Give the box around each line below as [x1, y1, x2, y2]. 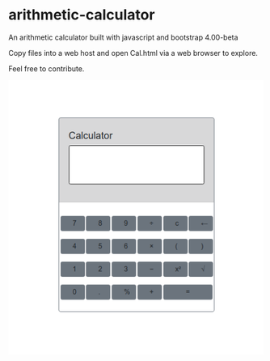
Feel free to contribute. [8, 63, 85, 74]
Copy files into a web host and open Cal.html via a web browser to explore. [8, 48, 259, 57]
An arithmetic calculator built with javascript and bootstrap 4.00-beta [8, 32, 238, 42]
